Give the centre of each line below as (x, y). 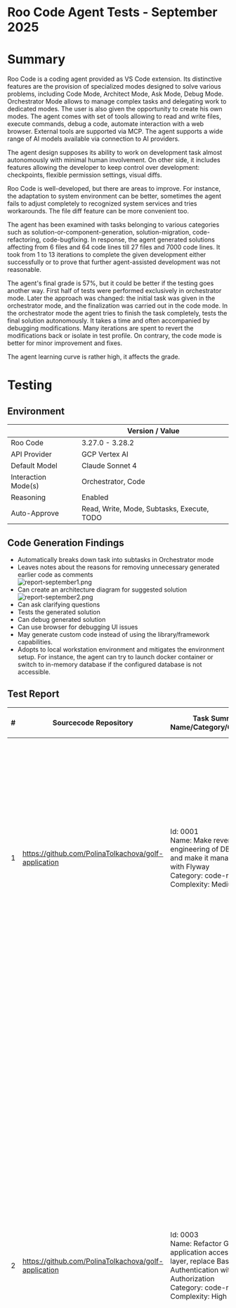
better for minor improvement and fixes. (65, 343)
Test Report (33, 694)
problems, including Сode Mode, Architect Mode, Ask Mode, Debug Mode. (115, 94)
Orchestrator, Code (113, 482)
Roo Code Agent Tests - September (112, 12)
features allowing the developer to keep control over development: (104, 168)
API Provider (32, 454)
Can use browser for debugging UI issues (78, 627)
